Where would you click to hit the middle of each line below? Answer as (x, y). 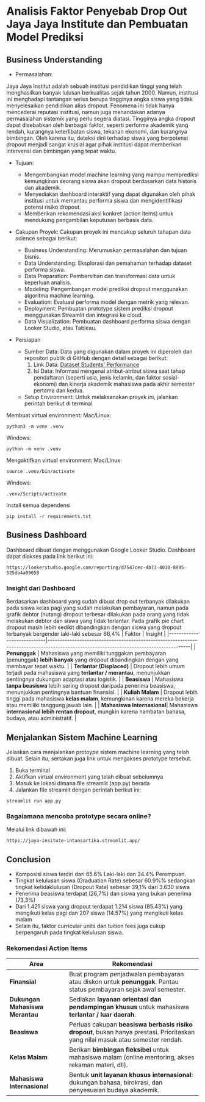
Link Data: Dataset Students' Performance (86, 365)
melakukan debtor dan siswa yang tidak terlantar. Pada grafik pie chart (95, 621)
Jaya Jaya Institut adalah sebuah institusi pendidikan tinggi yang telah (94, 86)
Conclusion (29, 859)
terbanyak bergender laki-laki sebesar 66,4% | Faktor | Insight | (86, 634)
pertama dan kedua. (59, 391)
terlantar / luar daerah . (103, 1015)
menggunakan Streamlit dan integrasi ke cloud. (84, 315)
